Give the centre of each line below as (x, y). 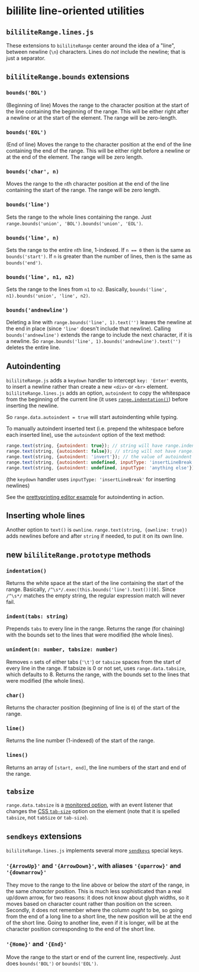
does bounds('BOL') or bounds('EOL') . (52, 963)
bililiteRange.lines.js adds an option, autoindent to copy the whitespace (98, 393)
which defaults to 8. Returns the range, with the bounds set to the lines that (98, 674)
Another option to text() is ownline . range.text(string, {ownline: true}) (97, 530)
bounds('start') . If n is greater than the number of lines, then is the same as (99, 256)
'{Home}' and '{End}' (36, 944)
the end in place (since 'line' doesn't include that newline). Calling (89, 329)
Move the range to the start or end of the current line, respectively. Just (94, 957)
